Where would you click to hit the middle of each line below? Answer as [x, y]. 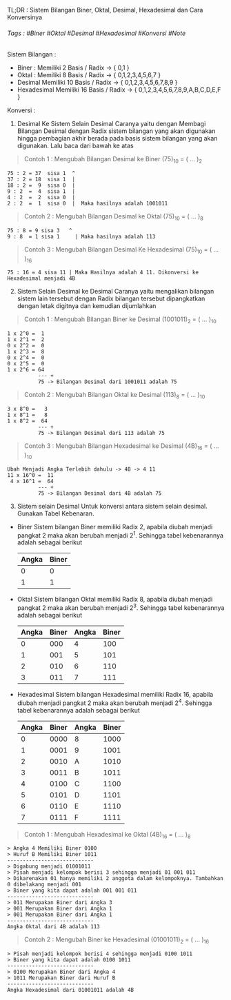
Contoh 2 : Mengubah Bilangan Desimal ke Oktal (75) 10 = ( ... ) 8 [113, 217]
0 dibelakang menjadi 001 [44, 885]
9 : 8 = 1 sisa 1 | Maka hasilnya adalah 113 [81, 236]
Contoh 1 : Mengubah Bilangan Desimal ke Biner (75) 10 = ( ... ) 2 [113, 160]
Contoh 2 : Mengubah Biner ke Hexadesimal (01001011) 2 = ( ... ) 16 [117, 940]
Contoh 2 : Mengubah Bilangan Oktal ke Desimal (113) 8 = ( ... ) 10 [114, 396]
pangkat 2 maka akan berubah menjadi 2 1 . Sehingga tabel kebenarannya [120, 535]
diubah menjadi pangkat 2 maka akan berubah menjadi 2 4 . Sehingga [114, 702]
